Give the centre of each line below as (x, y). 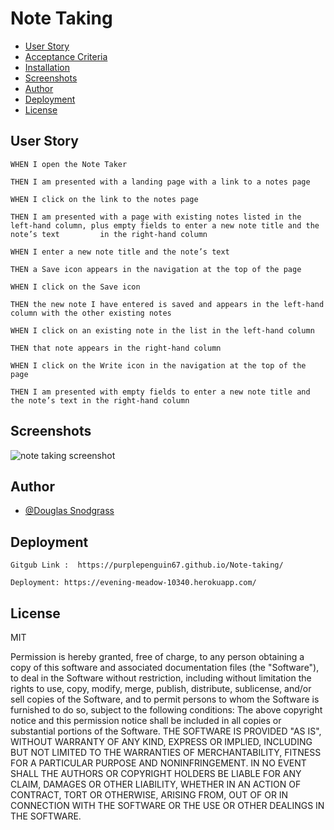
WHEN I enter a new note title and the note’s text (120, 252)
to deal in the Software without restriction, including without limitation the (161, 678)
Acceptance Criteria (66, 56)
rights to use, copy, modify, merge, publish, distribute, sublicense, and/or (161, 688)
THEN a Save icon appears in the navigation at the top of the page (156, 269)
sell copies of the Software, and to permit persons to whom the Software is (165, 699)
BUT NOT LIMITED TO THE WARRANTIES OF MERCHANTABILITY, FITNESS (166, 752)
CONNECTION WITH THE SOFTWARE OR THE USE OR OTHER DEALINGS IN (167, 805)
